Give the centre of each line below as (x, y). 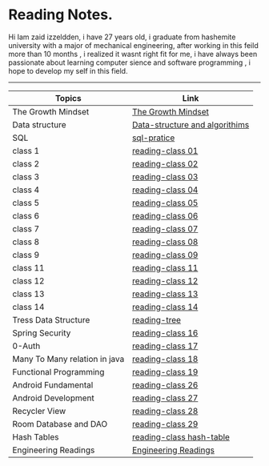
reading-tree (157, 319)
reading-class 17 (165, 346)
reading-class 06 (165, 215)
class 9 (26, 255)
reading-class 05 (165, 203)
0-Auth (26, 346)
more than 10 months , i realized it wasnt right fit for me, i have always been (133, 54)
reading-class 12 (165, 280)
